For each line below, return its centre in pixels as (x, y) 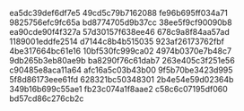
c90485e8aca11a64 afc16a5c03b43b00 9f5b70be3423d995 (121, 70)
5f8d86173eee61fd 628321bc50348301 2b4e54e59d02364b (122, 79)
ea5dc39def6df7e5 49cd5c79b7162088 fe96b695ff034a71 (119, 13)
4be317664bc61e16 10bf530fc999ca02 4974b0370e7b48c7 (120, 51)
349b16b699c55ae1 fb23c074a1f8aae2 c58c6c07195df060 (119, 89)
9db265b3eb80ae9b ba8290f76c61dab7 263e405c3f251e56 (122, 60)
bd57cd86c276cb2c (47, 98)
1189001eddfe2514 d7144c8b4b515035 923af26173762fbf (117, 41)
